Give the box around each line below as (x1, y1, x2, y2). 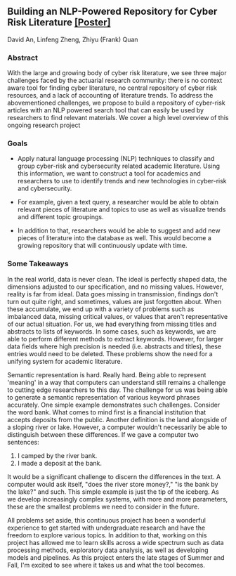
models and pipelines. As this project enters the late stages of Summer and (7, 553, 225, 561)
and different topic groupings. (17, 213, 104, 221)
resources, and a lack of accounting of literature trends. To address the (7, 91, 214, 100)
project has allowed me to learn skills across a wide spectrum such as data (7, 538, 224, 546)
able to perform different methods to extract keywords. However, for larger (7, 334, 223, 343)
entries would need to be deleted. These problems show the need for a (7, 349, 213, 358)
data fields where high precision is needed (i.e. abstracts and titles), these (7, 342, 222, 351)
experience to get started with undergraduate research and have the (7, 523, 206, 532)
